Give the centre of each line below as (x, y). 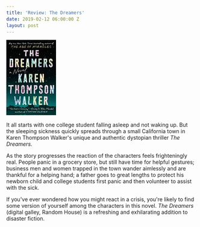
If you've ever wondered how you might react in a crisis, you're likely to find (100, 199)
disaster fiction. (26, 219)
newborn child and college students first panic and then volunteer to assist (99, 181)
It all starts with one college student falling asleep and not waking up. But (97, 125)
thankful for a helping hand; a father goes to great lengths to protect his (95, 175)
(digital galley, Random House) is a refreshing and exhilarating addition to (97, 212)
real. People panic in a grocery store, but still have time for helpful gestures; (100, 162)
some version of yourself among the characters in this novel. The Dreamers (100, 206)
